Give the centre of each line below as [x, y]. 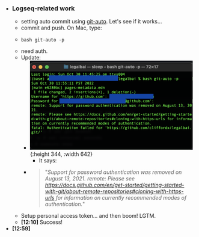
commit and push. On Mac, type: [61, 28]
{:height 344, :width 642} [61, 154]
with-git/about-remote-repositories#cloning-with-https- [115, 191]
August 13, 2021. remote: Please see [90, 179]
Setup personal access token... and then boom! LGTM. [88, 216]
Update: [31, 58]
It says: [48, 161]
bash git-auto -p [43, 40]
